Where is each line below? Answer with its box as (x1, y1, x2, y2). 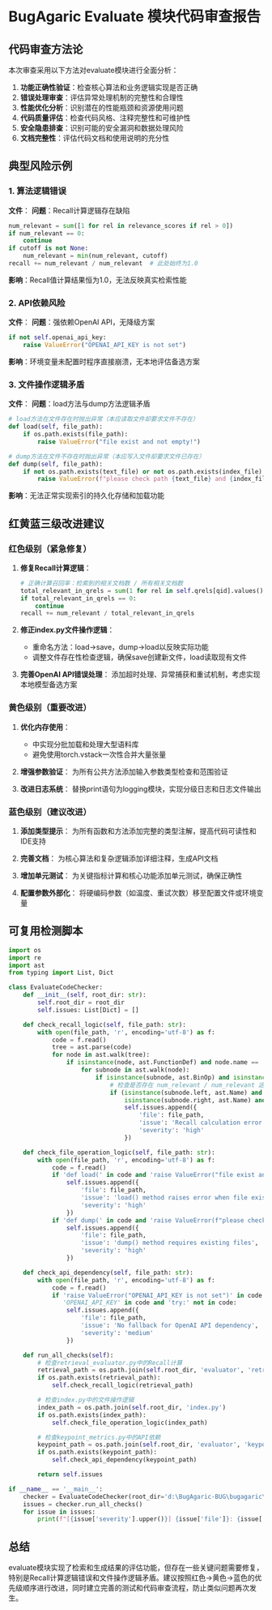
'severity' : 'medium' (80, 1329, 154, 1337)
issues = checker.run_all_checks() (23, 1500, 143, 1509)
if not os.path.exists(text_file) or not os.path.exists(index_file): (23, 467, 266, 475)
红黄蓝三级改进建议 (8, 517, 104, 530)
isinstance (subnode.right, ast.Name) (124, 1096, 252, 1104)
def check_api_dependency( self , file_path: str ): (23, 1269, 194, 1277)
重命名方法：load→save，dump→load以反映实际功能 (32, 642, 209, 652)
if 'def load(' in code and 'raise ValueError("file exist (51, 1171, 255, 1179)
